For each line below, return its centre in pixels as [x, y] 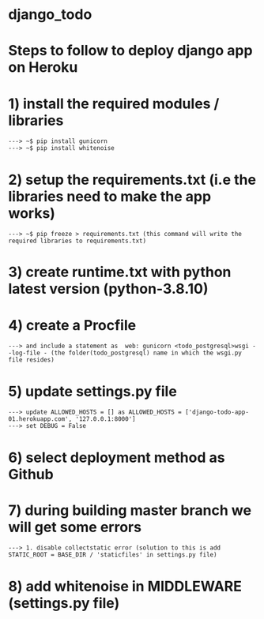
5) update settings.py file [93, 391]
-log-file [25, 353]
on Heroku [43, 68]
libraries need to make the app [110, 196]
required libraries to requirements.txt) [77, 241]
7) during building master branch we [130, 510]
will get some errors [75, 527]
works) [32, 213]
